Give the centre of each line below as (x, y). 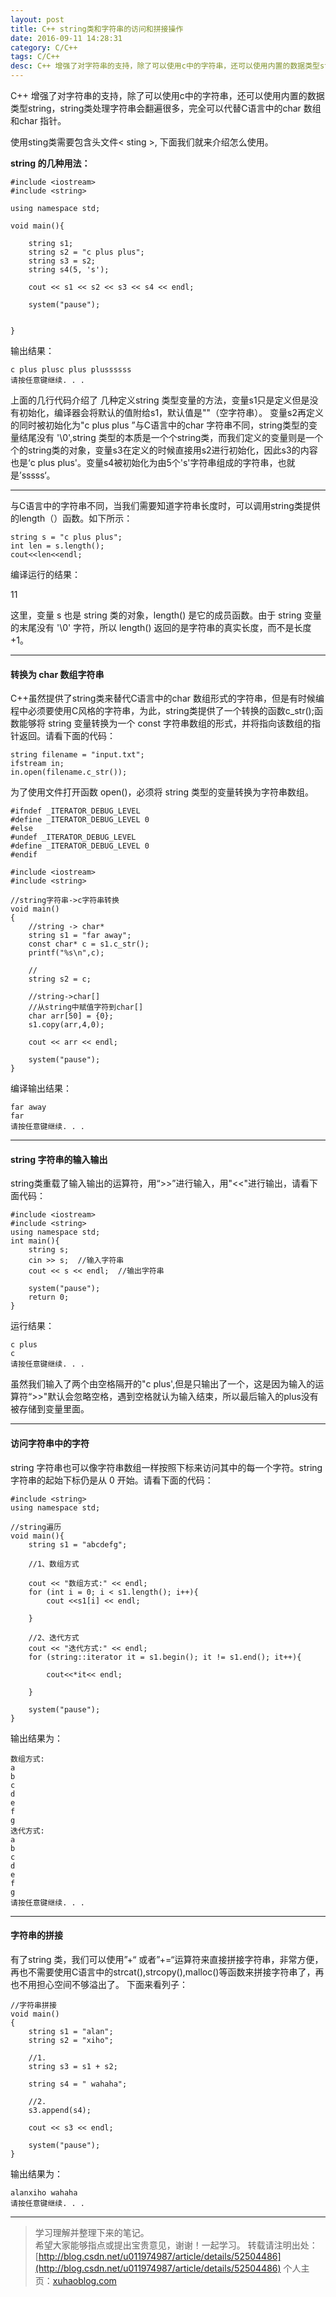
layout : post (37, 19)
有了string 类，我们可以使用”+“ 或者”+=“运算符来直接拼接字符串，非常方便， (167, 1959)
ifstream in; (37, 764)
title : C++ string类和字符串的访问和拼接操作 (97, 29)
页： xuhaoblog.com (75, 2280)
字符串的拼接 (36, 1935)
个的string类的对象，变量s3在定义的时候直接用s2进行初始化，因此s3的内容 (164, 450)
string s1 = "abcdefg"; (78, 1544)
